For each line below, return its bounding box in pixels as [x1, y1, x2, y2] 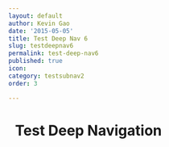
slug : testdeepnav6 [8, 42, 74, 50]
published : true [8, 57, 63, 65]
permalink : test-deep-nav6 [8, 49, 99, 57]
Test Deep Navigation [14, 121, 163, 140]
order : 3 [8, 79, 38, 87]
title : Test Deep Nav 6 [8, 34, 89, 43]
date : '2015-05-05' [8, 27, 74, 35]
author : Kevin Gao [8, 19, 70, 27]
